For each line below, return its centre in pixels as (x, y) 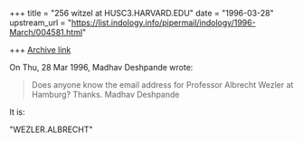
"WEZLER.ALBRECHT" (51, 129)
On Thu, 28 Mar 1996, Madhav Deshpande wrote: (101, 67)
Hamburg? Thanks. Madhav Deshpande (105, 95)
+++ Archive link (40, 50)
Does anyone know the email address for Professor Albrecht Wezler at (162, 85)
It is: (17, 112)
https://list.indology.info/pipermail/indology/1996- (163, 23)
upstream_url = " (41, 23)
